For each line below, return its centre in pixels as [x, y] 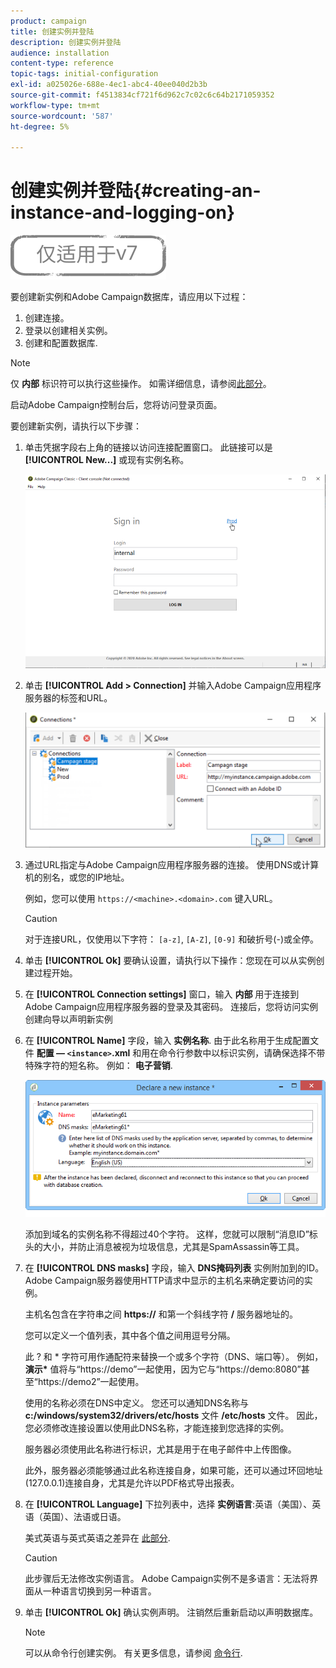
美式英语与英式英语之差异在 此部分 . [97, 1537]
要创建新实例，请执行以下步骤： [76, 426]
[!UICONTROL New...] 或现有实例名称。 [107, 460]
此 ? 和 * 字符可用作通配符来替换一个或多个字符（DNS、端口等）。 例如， [174, 1356]
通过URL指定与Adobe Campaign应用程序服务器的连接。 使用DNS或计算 [172, 865]
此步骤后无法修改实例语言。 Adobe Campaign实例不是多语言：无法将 [167, 1578]
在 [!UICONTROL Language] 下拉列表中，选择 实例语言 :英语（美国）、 [168, 1504]
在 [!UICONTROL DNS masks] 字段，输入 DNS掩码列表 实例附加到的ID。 [174, 1267]
